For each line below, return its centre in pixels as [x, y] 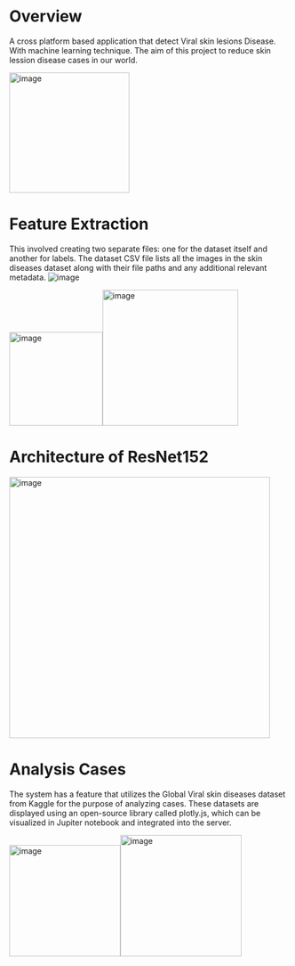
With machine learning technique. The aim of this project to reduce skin [140, 50]
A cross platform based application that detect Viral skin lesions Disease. [143, 41]
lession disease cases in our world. [73, 60]
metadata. [28, 277]
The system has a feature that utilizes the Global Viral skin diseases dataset [147, 794]
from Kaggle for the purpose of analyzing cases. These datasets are [134, 803]
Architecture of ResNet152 [109, 457]
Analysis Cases [68, 769]
